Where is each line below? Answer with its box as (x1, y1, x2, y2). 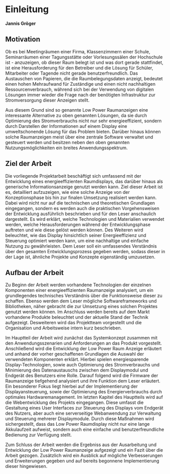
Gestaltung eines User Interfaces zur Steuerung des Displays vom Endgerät (5, 405, 163, 411)
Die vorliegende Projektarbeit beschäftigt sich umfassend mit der (5, 173, 142, 179)
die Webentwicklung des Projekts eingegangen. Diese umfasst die (5, 399, 144, 405)
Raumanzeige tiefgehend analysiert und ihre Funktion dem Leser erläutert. (5, 378, 161, 384)
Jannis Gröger (5, 20, 37, 26)
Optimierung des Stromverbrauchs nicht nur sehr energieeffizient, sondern (5, 118, 162, 124)
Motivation (5, 35, 41, 44)
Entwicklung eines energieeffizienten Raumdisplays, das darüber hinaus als (5, 178, 163, 184)
